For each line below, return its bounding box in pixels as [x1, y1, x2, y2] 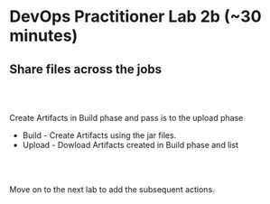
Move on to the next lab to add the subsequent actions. [9, 184, 215, 195]
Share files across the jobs [9, 61, 163, 77]
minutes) [9, 25, 79, 46]
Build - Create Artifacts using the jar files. [22, 130, 177, 141]
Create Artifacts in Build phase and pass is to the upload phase [9, 113, 244, 123]
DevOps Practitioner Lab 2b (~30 [9, 6, 262, 27]
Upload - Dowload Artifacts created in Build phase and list [22, 140, 239, 150]
